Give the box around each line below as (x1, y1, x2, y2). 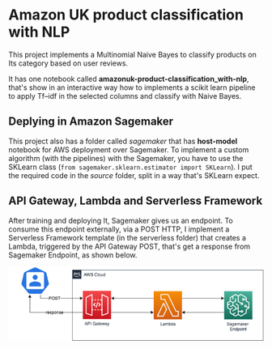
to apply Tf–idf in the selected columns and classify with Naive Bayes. (8, 91, 242, 100)
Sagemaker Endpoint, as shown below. (8, 249, 138, 260)
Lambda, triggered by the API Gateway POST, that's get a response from (8, 241, 251, 251)
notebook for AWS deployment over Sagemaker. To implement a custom (8, 144, 249, 155)
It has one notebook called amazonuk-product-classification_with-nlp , (8, 74, 249, 83)
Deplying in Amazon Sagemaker (8, 115, 174, 129)
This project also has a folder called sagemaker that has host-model (8, 136, 238, 146)
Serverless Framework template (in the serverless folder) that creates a (8, 232, 247, 242)
